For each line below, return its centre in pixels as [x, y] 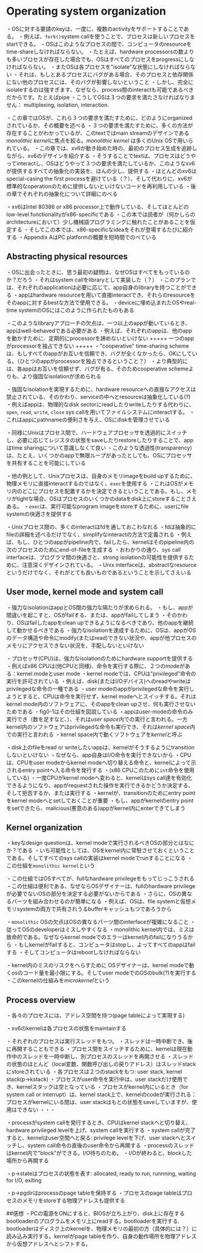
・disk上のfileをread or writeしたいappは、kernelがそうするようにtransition [101, 747]
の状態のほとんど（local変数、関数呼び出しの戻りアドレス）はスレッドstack [101, 1064]
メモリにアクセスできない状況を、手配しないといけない [75, 645]
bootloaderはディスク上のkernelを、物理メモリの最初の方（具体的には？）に [102, 1229]
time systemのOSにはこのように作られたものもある [70, 310]
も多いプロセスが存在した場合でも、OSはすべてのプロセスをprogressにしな [101, 59]
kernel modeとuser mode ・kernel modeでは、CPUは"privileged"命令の [106, 673]
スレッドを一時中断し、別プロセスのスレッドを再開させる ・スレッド [108, 1057]
